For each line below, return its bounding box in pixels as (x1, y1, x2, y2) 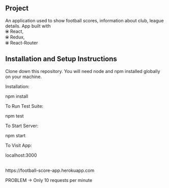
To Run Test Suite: (5, 103, 44, 109)
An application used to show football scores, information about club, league (5, 17, 164, 23)
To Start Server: (5, 123, 39, 129)
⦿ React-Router (5, 40, 38, 46)
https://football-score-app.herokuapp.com (5, 167, 95, 173)
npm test (5, 112, 24, 119)
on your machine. (5, 73, 42, 80)
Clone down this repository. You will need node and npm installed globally (5, 68, 160, 74)
